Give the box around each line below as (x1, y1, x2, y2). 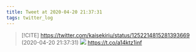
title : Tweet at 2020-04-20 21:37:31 (6, 9, 103, 15)
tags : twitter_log (6, 15, 53, 21)
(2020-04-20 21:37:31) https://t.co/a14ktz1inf (21, 39, 142, 46)
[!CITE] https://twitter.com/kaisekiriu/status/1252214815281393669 (21, 31, 191, 39)
